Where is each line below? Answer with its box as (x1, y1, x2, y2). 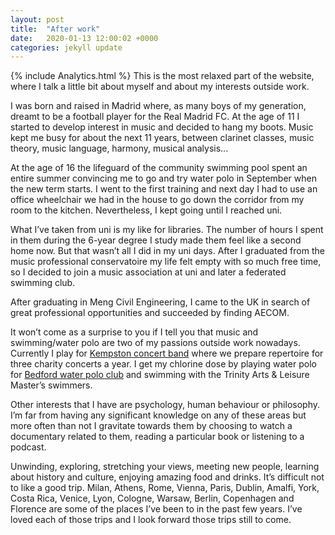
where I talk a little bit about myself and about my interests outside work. (10, 81, 310, 93)
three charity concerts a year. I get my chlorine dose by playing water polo (10, 358, 317, 370)
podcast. (10, 441, 47, 453)
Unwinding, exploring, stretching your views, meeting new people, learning (10, 461, 320, 473)
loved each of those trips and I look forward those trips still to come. (10, 514, 292, 526)
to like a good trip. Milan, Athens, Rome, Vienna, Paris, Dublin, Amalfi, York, (10, 482, 320, 494)
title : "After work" (10, 24, 101, 34)
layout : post (10, 14, 65, 25)
